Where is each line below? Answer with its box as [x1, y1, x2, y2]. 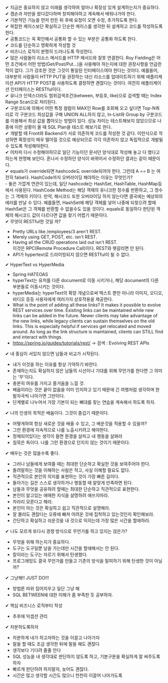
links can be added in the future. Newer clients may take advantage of [12, 313, 158, 318]
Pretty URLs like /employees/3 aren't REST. [12, 229, 102, 234]
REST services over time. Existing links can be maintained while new [12, 307, 154, 313]
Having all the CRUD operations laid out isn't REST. [12, 239, 118, 245]
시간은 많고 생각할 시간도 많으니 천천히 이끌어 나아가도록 [12, 672, 123, 678]
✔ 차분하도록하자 [5, 624, 39, 630]
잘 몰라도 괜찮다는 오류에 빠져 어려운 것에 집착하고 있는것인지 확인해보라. [12, 511, 154, 517]
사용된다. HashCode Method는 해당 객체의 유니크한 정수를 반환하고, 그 [14, 187, 154, 193]
